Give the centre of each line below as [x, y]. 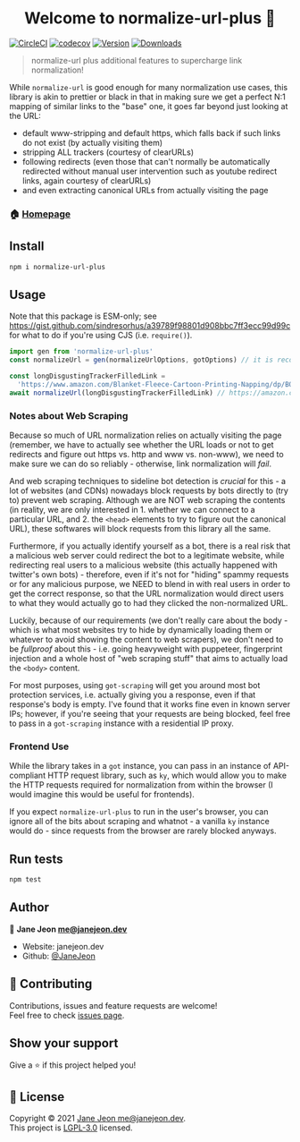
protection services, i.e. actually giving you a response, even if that [133, 695]
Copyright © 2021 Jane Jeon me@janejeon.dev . [97, 1119]
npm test [25, 880]
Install [27, 247]
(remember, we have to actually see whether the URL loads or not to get [142, 445]
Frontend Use [39, 746]
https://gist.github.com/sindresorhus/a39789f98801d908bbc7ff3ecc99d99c [150, 326]
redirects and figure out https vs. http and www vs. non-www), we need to [146, 455]
